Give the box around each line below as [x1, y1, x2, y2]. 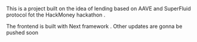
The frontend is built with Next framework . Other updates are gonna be [6, 23, 183, 30]
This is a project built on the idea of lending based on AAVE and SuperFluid [6, 5, 191, 12]
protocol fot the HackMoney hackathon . [6, 11, 106, 18]
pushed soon [6, 29, 39, 36]
